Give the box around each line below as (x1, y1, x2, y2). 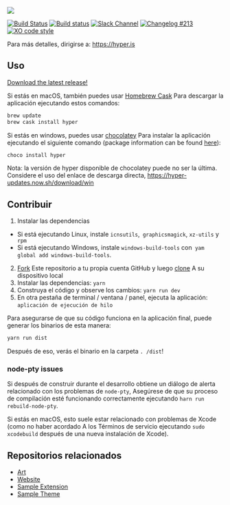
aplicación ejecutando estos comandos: (7, 98, 120, 107)
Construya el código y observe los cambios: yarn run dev (16, 286, 181, 294)
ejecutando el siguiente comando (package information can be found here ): (7, 138, 221, 147)
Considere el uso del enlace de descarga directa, (7, 171, 146, 180)
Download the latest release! (7, 78, 88, 86)
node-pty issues (7, 365, 64, 374)
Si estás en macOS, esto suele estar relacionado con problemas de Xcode (7, 415, 217, 423)
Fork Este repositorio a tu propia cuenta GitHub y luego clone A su (16, 264, 205, 272)
